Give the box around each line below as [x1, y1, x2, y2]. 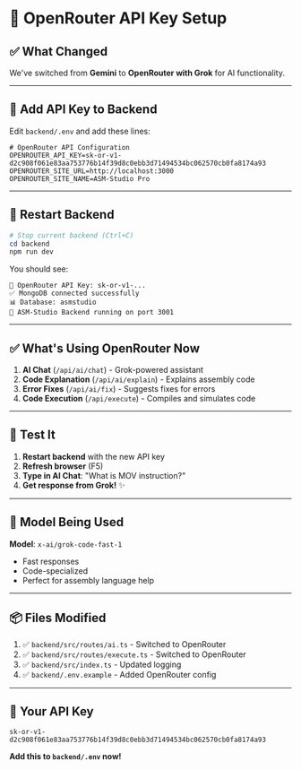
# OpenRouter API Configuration [9, 143, 130, 151]
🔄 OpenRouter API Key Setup [9, 8, 228, 29]
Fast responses [21, 556, 80, 567]
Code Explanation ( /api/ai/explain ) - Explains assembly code [21, 374, 255, 385]
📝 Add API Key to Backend [9, 102, 158, 117]
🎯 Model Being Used [9, 515, 124, 530]
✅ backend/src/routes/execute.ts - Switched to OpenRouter [21, 649, 246, 660]
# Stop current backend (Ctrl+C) [9, 230, 134, 240]
